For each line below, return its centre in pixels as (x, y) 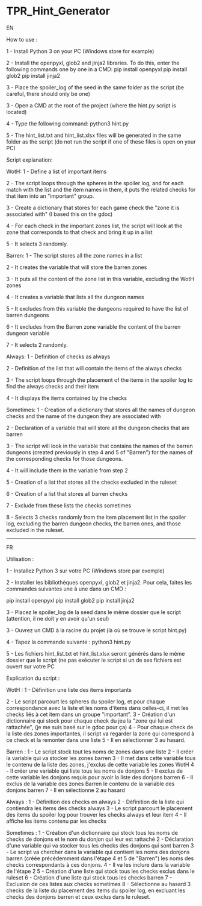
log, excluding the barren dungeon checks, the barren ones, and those (94, 524)
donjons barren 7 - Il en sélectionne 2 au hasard (66, 790)
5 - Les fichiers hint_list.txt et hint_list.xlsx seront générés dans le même (96, 653)
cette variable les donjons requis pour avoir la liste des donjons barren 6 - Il (100, 777)
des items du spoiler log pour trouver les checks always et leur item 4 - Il (96, 814)
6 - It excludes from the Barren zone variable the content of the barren (93, 326)
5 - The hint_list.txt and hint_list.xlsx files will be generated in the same (94, 135)
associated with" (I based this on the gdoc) (60, 214)
